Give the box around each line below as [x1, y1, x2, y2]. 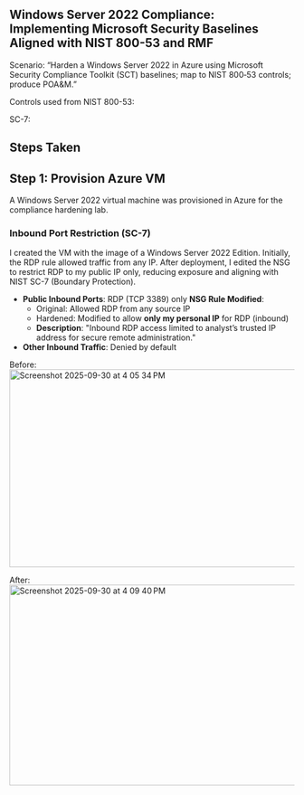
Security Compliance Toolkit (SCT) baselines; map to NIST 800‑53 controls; [9, 69, 291, 80]
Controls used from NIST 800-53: [9, 96, 135, 107]
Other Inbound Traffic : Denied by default [22, 342, 177, 353]
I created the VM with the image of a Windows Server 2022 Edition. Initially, [9, 248, 291, 259]
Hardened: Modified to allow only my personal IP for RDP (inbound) [35, 313, 290, 324]
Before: [9, 359, 37, 370]
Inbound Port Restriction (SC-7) [9, 226, 151, 239]
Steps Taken [9, 140, 81, 156]
